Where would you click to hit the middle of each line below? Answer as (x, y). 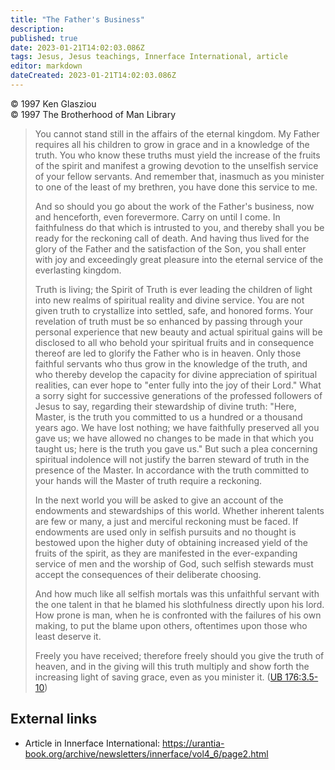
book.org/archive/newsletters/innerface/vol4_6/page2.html (146, 753)
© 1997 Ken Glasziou (53, 103)
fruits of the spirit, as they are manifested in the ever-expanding (166, 553)
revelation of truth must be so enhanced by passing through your (168, 321)
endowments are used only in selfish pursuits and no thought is (165, 532)
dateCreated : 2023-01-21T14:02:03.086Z (93, 76)
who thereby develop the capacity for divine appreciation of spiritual (176, 374)
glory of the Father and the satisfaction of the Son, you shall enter (170, 248)
